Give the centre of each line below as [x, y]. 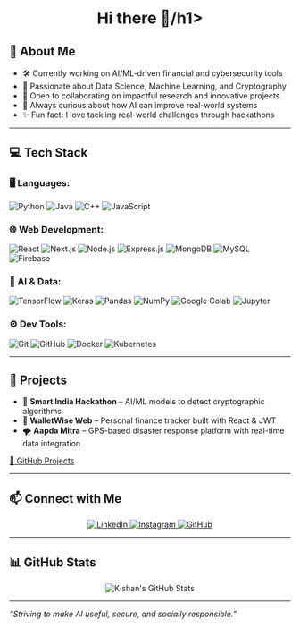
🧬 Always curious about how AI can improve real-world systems [140, 105]
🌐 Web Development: [57, 229]
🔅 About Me [42, 51]
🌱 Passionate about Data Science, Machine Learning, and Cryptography [154, 86]
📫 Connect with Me [66, 499]
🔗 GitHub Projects [42, 461]
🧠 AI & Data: [35, 281]
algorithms [42, 412]
